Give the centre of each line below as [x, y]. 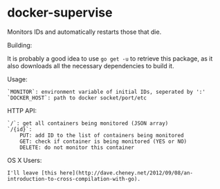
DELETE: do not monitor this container [77, 147]
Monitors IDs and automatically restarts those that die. [84, 32]
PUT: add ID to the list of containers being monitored [102, 135]
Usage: [17, 79]
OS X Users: [25, 160]
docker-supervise [60, 13]
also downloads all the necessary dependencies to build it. [91, 66]
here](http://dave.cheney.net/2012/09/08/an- [127, 173]
